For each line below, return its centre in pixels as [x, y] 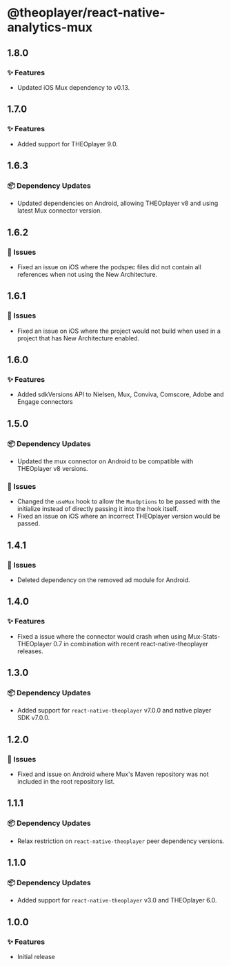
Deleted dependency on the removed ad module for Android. [104, 580]
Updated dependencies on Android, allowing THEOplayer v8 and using [118, 203]
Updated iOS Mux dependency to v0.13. [73, 87]
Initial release [36, 957]
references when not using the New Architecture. [87, 274]
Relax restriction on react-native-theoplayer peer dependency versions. [121, 841]
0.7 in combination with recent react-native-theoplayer [131, 644]
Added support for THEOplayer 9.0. [68, 144]
